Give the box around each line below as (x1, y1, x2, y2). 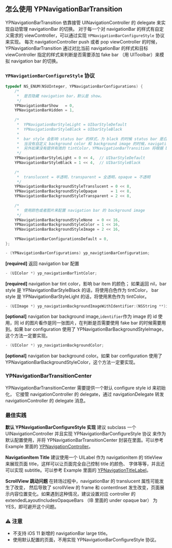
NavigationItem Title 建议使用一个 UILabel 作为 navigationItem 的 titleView (5, 454, 163, 460)
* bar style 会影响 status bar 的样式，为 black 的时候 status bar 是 (16, 136, 164, 141)
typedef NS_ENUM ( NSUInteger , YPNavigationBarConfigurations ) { (5, 84, 143, 89)
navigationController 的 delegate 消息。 (5, 397, 89, 403)
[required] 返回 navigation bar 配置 (5, 260, 79, 267)
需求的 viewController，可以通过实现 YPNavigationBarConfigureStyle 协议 (9, 32, 165, 38)
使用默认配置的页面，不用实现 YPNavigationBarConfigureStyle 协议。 (12, 537, 159, 543)
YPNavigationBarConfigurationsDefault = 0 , (14, 236, 109, 242)
